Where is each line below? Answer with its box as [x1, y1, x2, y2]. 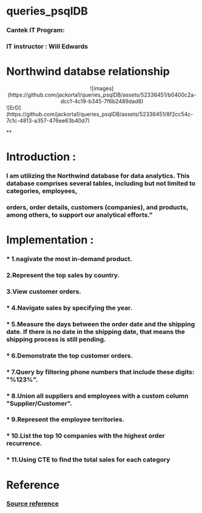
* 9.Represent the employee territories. [6, 415, 125, 424]
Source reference [6, 500, 59, 508]
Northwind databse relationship [6, 65, 170, 78]
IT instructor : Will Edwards [6, 42, 88, 51]
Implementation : [6, 233, 94, 247]
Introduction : [6, 150, 76, 164]
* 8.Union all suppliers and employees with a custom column [6, 392, 189, 400]
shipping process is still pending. [6, 335, 106, 344]
